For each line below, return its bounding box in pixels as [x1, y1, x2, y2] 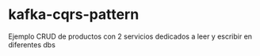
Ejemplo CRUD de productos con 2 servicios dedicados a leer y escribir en [8, 32, 252, 41]
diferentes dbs [8, 39, 55, 49]
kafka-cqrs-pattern [8, 6, 140, 24]
